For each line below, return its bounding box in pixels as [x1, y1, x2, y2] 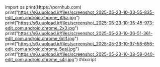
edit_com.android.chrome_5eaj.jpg [5, 46, 76, 52]
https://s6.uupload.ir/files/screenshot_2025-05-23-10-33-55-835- [18, 9, 155, 15]
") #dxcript [74, 57, 96, 62]
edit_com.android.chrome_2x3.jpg [5, 25, 75, 31]
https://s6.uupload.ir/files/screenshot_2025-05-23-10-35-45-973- [18, 20, 154, 26]
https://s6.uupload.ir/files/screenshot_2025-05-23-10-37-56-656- [18, 41, 155, 46]
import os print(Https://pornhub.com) [5, 4, 82, 10]
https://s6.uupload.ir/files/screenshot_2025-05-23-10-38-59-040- [18, 51, 155, 57]
